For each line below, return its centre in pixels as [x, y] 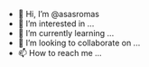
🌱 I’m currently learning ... [66, 33]
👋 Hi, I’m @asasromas [58, 14]
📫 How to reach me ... [60, 53]
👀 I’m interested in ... [56, 24]
